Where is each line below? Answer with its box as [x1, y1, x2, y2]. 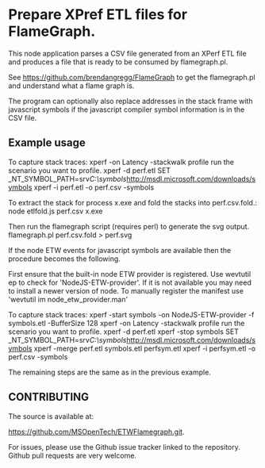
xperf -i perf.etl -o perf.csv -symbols [33, 182, 155, 192]
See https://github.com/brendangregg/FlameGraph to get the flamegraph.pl [8, 72, 255, 82]
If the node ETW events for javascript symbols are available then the [8, 245, 232, 255]
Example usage [8, 136, 86, 150]
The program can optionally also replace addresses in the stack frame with [8, 96, 253, 105]
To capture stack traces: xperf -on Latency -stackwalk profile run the [8, 157, 234, 167]
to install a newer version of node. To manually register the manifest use [8, 286, 244, 295]
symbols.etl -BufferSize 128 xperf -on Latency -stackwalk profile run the [8, 318, 245, 328]
